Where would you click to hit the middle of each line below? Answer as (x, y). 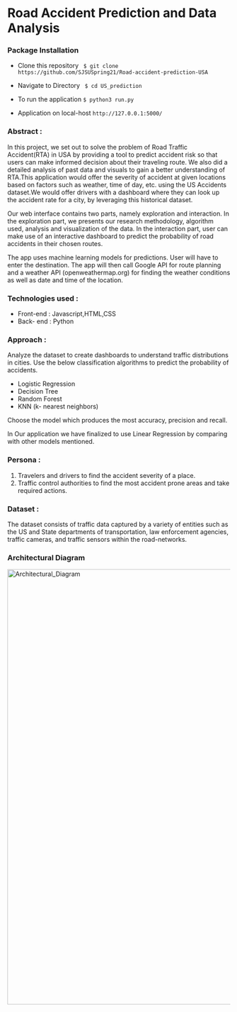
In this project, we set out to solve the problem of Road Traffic (98, 147)
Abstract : (25, 131)
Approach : (27, 340)
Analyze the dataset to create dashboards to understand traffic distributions (118, 355)
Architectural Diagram (46, 557)
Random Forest (40, 399)
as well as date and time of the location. (65, 280)
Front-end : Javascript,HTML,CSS (67, 314)
